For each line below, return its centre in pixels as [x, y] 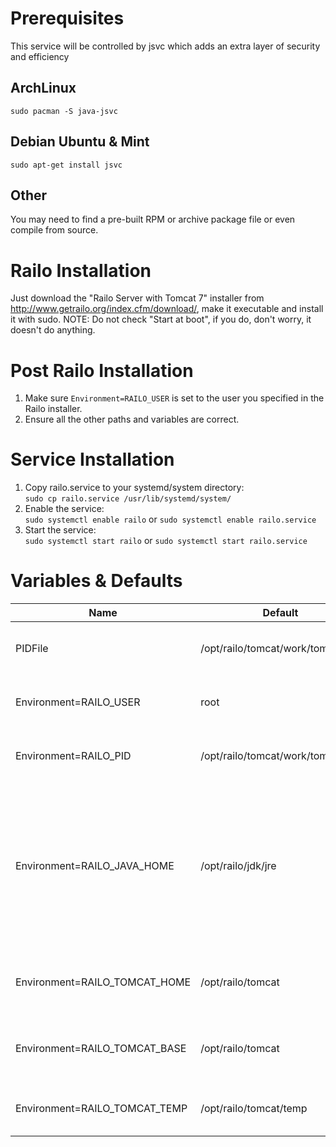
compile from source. [54, 230]
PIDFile [32, 649]
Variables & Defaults [96, 581]
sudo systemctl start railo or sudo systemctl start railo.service [166, 541]
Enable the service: [64, 509]
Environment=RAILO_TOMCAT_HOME [103, 982]
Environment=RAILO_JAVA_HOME [95, 866]
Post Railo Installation [102, 370]
